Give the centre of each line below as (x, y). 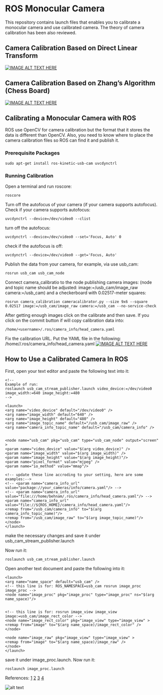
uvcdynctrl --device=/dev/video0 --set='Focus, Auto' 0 (63, 237)
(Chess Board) (28, 91)
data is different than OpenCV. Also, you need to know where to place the (79, 135)
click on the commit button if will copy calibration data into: (65, 320)
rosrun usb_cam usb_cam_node (35, 273)
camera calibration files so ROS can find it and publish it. (62, 140)
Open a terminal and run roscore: (38, 186)
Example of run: (22, 384)
